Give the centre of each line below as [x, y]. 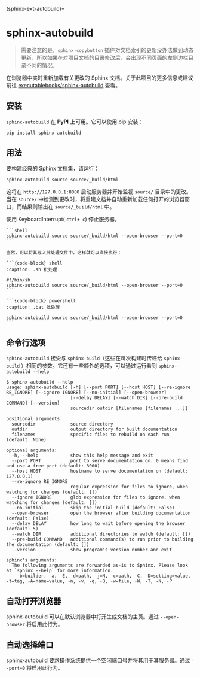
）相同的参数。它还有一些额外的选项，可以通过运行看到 [89, 366]
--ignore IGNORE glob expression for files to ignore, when [96, 497]
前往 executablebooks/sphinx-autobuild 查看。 [64, 85]
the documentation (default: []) [48, 545]
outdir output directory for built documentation [95, 429]
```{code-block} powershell [41, 301]
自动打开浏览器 [34, 601]
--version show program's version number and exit [92, 550]
